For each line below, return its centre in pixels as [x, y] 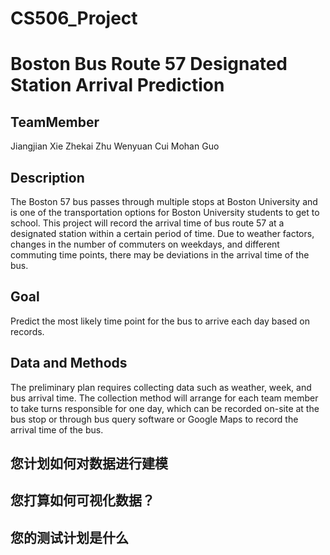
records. [27, 331]
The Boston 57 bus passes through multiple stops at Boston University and [164, 201]
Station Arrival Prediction [117, 85]
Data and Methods [69, 363]
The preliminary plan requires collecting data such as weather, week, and [161, 387]
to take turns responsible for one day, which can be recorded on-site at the [165, 408]
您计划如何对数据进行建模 [89, 463]
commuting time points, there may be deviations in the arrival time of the [160, 255]
